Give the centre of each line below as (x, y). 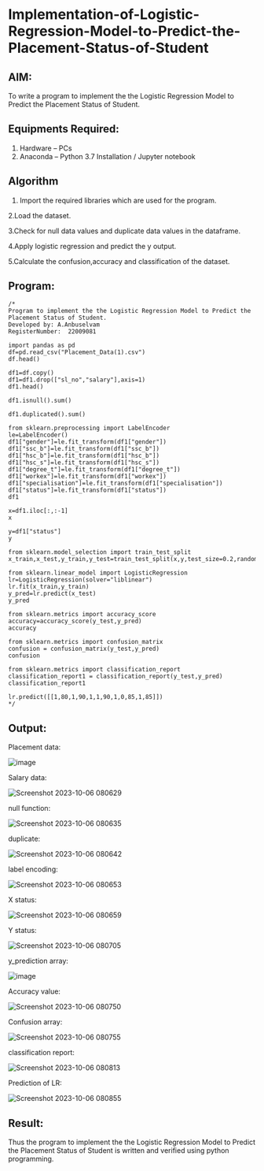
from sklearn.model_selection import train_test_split (100, 552)
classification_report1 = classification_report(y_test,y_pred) (115, 677)
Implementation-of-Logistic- (104, 15)
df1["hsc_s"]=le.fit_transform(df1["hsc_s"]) (84, 463)
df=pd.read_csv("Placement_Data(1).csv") (77, 352)
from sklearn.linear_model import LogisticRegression (98, 573)
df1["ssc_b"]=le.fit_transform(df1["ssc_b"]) (84, 449)
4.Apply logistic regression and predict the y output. (92, 246)
